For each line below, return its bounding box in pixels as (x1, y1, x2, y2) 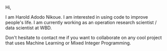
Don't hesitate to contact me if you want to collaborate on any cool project (5, 35, 162, 40)
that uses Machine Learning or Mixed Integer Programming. (5, 40, 132, 46)
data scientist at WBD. (5, 25, 52, 31)
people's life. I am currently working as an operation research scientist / (5, 20, 157, 25)
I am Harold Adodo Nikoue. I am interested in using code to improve (5, 14, 149, 20)
